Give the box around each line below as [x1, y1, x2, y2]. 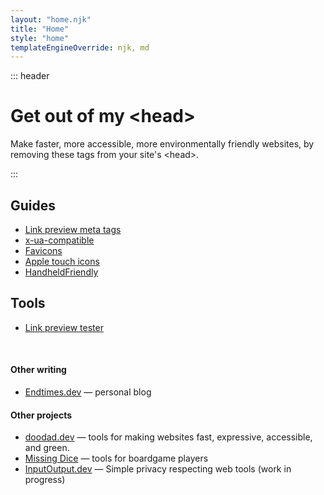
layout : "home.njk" [10, 14, 92, 25]
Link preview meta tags [24, 224, 122, 235]
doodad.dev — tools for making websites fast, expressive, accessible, [24, 431, 313, 443]
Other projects [10, 409, 73, 421]
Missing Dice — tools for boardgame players [24, 452, 209, 465]
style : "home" [10, 33, 70, 43]
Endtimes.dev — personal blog [24, 386, 152, 398]
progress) [24, 474, 66, 486]
